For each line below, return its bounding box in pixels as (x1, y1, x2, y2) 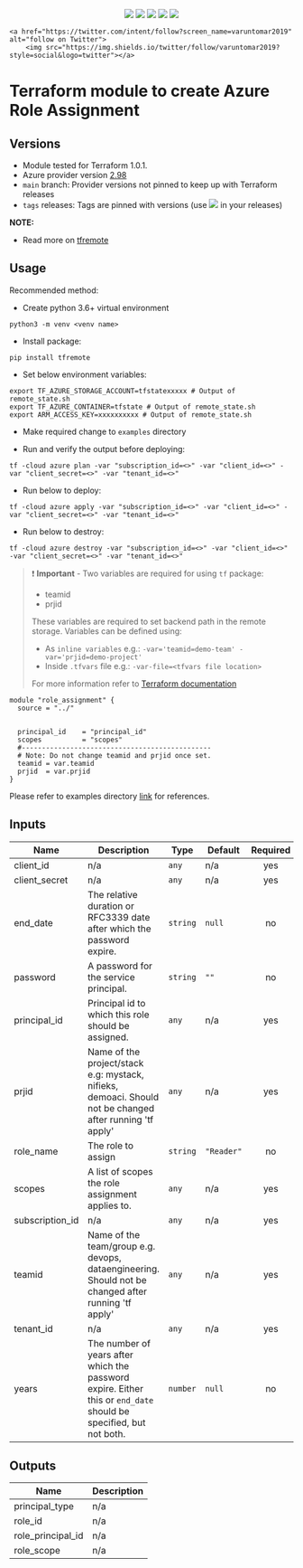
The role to (87, 1139, 133, 1152)
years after (87, 1348, 133, 1361)
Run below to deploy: (22, 485, 102, 496)
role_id (14, 1515, 43, 1527)
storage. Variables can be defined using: (31, 625, 182, 637)
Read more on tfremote (22, 235, 109, 245)
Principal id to (87, 997, 146, 1009)
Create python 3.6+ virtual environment (22, 302, 170, 313)
